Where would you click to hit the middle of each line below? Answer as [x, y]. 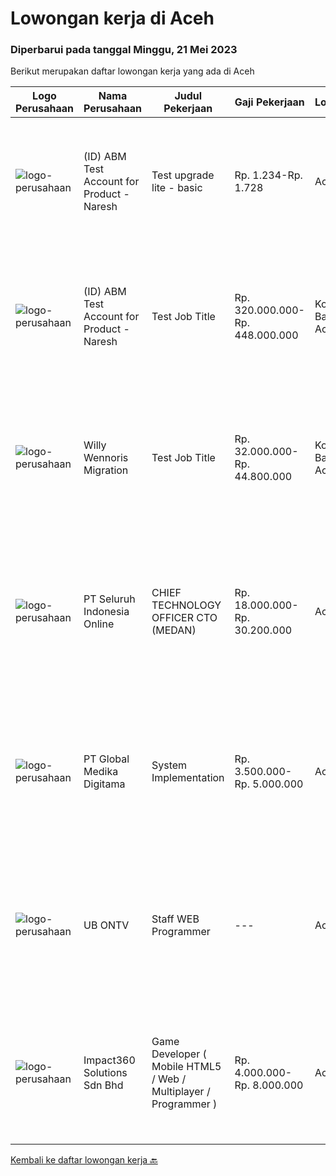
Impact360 [109, 1060]
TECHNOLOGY [186, 605]
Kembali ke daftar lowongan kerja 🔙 [84, 1160]
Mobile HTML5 [186, 1067]
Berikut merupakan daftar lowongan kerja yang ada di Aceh [132, 71]
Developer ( [179, 1054]
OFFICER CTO [184, 618]
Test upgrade [183, 175]
